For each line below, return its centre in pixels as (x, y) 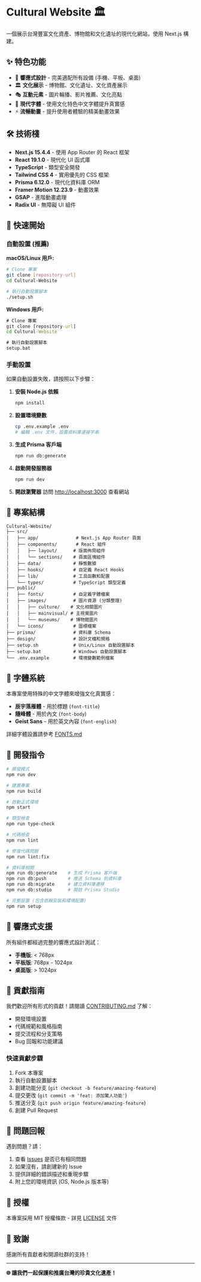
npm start (19, 808)
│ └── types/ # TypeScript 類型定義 (66, 583)
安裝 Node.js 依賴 (36, 392)
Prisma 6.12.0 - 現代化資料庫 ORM (57, 182)
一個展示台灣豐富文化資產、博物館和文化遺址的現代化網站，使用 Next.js (94, 34)
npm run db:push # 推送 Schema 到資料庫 (64, 879)
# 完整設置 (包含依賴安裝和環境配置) (46, 901)
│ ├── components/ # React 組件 (56, 544)
